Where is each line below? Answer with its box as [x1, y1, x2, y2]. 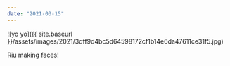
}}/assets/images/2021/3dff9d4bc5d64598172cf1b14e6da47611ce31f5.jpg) [7, 37, 224, 46]
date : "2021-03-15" [7, 10, 65, 18]
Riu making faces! [7, 51, 60, 59]
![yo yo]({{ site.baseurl [7, 29, 72, 38]
